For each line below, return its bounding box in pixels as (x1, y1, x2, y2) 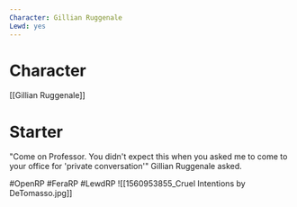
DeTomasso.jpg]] (9, 188, 73, 199)
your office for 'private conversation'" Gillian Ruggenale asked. (9, 161, 243, 172)
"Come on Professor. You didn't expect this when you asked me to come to (9, 151, 288, 162)
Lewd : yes (9, 22, 47, 31)
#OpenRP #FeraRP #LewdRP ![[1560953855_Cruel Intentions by (9, 178, 246, 189)
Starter (9, 121, 63, 142)
